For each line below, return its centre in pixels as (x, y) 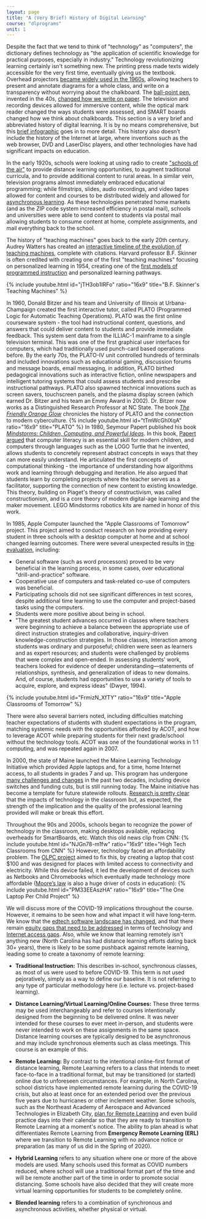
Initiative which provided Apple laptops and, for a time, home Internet (93, 767)
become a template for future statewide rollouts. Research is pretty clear (98, 793)
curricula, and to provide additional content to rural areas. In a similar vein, (100, 176)
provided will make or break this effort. (55, 813)
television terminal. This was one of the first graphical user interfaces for (98, 342)
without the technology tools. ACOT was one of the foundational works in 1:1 (103, 742)
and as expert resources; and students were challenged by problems (102, 653)
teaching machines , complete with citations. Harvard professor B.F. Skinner (102, 253)
